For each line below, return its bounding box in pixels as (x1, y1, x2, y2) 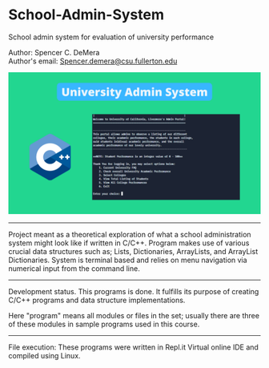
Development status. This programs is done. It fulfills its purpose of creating (8, 287, 259, 297)
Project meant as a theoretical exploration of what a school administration (8, 230, 251, 240)
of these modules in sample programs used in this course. (8, 319, 200, 330)
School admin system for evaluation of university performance (8, 32, 215, 42)
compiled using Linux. (8, 351, 82, 361)
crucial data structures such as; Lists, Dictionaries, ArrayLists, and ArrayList (8, 247, 259, 257)
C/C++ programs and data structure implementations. (8, 295, 186, 305)
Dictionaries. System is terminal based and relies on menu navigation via (8, 255, 247, 265)
